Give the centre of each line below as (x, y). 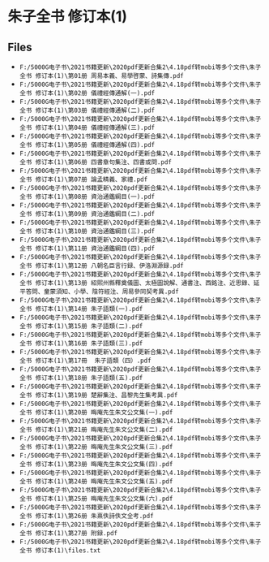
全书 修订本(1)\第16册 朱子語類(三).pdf (81, 344)
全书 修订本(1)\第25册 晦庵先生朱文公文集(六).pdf (96, 499)
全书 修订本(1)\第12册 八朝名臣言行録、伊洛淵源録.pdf (101, 266)
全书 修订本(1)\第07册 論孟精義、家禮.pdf (83, 179)
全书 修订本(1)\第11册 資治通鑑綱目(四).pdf (87, 249)
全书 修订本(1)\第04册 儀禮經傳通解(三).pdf (87, 128)
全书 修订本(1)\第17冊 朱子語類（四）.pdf (85, 361)
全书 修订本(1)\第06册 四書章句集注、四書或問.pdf (95, 162)
